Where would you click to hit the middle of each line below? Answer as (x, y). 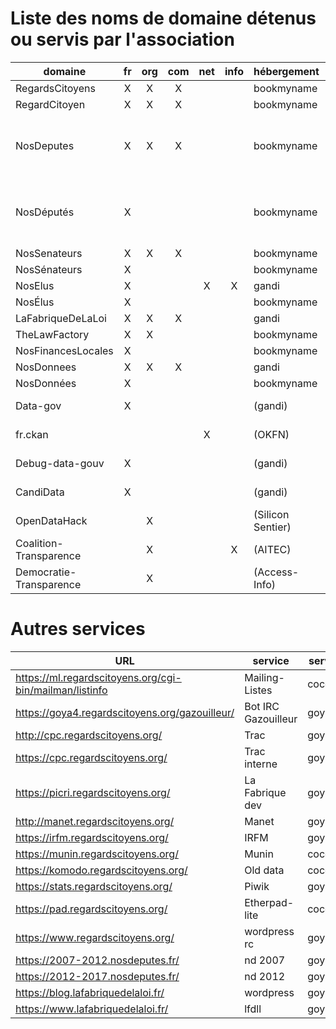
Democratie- (46, 572)
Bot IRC (262, 706)
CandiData (40, 492)
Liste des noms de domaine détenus (163, 18)
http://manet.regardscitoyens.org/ (95, 821)
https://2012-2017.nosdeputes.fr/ (97, 976)
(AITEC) (272, 549)
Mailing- (264, 677)
